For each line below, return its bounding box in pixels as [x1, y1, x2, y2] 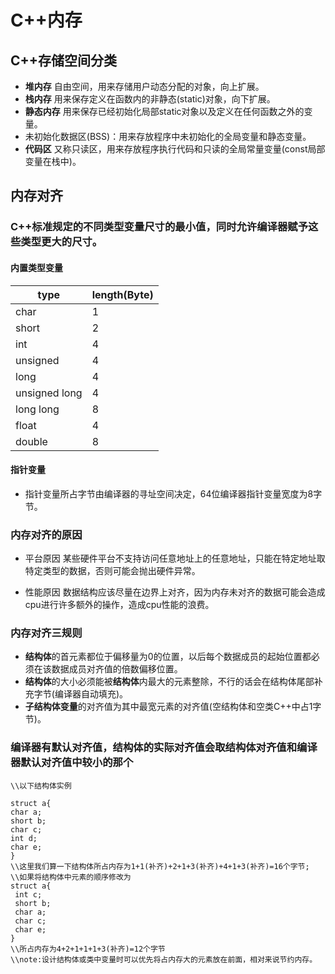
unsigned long [15, 386, 83, 400]
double [15, 434, 48, 448]
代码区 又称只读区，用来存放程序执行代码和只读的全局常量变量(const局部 [24, 143, 326, 155]
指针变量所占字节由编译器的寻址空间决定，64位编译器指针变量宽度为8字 [24, 487, 323, 500]
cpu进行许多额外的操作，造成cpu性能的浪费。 [24, 599, 215, 611]
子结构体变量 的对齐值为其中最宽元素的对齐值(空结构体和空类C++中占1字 [24, 701, 322, 713]
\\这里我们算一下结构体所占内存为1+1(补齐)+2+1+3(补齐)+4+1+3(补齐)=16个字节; [10, 861, 310, 871]
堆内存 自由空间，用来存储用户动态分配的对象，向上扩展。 [24, 81, 265, 92]
